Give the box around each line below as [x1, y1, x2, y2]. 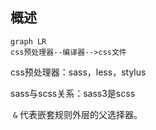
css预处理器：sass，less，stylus [10, 66, 147, 78]
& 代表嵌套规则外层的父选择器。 [12, 108, 143, 120]
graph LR [10, 36, 47, 47]
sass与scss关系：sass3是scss [10, 87, 136, 99]
